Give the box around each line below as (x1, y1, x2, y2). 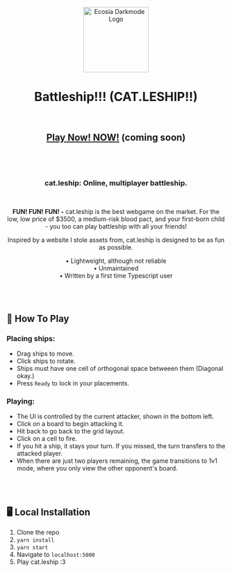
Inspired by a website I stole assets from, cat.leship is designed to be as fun (7, 236, 225, 244)
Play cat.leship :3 (16, 558, 67, 566)
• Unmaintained (93, 264, 139, 273)
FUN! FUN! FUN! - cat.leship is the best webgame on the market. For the (12, 208, 220, 216)
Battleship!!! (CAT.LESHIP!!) (33, 89, 199, 105)
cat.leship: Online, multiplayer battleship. (44, 178, 188, 188)
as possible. (99, 243, 133, 252)
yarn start (16, 544, 49, 551)
